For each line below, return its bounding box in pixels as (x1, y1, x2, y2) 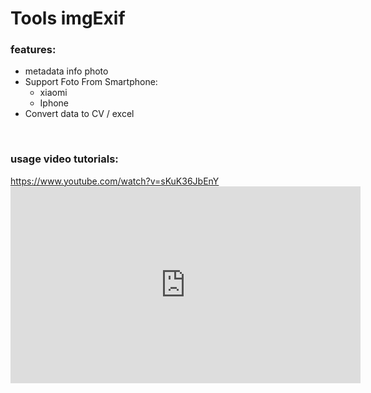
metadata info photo (24, 65, 109, 77)
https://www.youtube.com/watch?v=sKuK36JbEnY (10, 175, 220, 187)
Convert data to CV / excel (24, 108, 135, 120)
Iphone (39, 97, 70, 109)
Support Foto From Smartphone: (24, 76, 158, 88)
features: (10, 43, 57, 57)
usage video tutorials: (10, 152, 119, 166)
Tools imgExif (10, 7, 126, 30)
